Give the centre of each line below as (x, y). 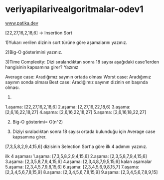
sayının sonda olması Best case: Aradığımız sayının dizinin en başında (77, 82)
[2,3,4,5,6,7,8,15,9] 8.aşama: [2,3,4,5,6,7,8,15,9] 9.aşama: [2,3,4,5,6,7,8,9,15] (82, 172)
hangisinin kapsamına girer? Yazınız (42, 67)
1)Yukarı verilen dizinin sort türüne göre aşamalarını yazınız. (66, 42)
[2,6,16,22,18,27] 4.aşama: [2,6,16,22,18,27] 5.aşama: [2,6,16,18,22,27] (76, 112)
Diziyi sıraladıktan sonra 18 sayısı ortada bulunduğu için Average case (84, 131)
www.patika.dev (22, 23)
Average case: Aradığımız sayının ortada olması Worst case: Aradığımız (78, 76)
